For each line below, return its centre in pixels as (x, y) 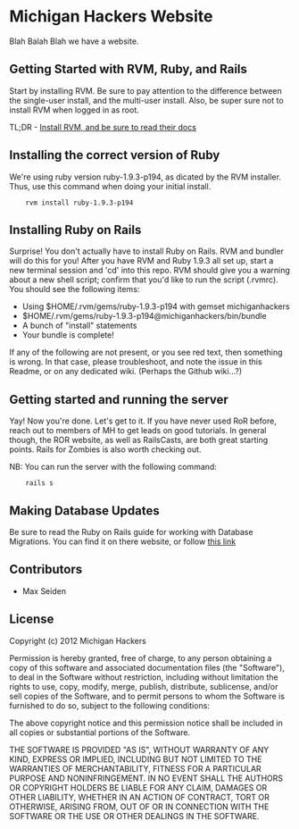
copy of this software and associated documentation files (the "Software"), (147, 667)
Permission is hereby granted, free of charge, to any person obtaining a (141, 657)
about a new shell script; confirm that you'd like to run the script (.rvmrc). (144, 280)
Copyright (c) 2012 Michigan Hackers (78, 641)
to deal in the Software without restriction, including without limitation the (144, 677)
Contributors (46, 569)
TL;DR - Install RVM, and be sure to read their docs (103, 127)
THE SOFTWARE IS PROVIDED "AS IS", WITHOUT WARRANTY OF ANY (139, 749)
